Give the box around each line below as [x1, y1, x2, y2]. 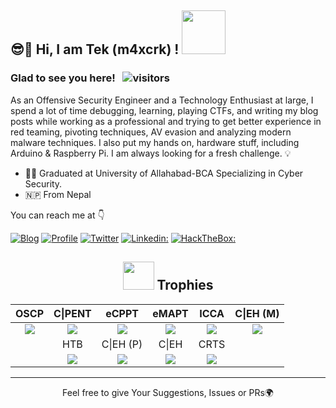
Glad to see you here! [10, 71, 116, 85]
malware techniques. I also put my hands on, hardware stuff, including [10, 136, 300, 148]
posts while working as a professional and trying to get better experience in [10, 115, 322, 127]
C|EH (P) [101, 337, 143, 351]
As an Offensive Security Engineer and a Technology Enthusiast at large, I [10, 94, 314, 106]
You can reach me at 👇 [10, 209, 105, 221]
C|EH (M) [234, 306, 280, 320]
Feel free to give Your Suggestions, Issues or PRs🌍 [62, 386, 274, 398]
